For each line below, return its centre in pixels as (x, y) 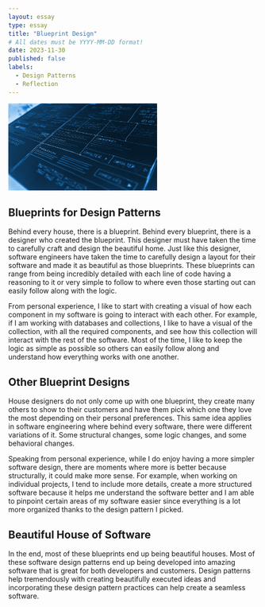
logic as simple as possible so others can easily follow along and (114, 348)
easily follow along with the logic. (63, 291)
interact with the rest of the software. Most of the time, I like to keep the (125, 340)
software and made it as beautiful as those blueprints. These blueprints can (132, 266)
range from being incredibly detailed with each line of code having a (120, 274)
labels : (21, 68)
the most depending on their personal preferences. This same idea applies (130, 418)
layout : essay (32, 17)
